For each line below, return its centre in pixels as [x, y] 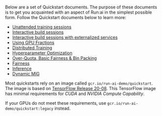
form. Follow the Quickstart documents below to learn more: [66, 17]
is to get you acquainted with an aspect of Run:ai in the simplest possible [79, 12]
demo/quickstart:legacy [29, 109]
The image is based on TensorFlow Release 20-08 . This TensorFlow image [81, 88]
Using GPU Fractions [33, 43]
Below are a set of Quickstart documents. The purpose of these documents [81, 7]
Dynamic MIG [26, 74]
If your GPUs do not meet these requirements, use [56, 103]
